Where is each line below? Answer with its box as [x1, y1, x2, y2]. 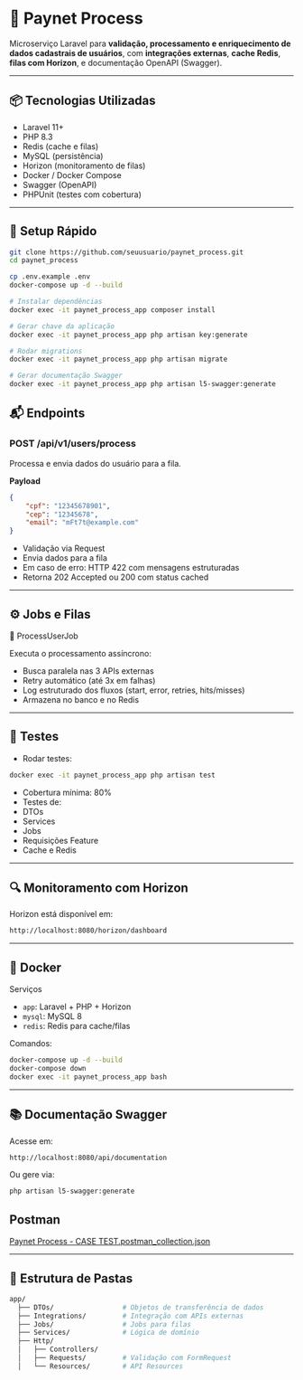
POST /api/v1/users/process [9, 438, 137, 450]
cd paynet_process [9, 256, 78, 265]
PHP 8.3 [22, 131, 53, 142]
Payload [9, 475, 41, 487]
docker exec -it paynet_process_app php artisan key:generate [9, 330, 248, 339]
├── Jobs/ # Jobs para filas [17, 1319, 192, 1328]
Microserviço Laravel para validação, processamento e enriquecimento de [9, 38, 291, 49]
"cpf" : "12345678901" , [25, 501, 111, 510]
